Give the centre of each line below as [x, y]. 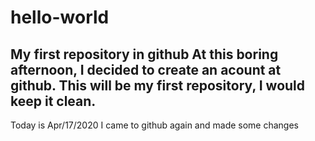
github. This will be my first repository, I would [158, 85]
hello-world [60, 17]
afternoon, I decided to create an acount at [146, 69]
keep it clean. [53, 101]
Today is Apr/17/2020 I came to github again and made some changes [155, 125]
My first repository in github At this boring [144, 54]
